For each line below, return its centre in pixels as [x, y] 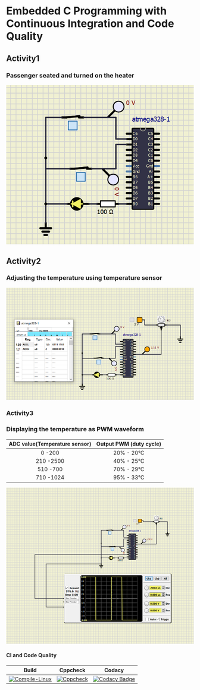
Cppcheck [72, 670]
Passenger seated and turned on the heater [70, 75]
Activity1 [23, 58]
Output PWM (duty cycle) [129, 444]
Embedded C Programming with [87, 11]
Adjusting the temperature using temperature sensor [84, 278]
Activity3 [20, 413]
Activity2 [24, 261]
